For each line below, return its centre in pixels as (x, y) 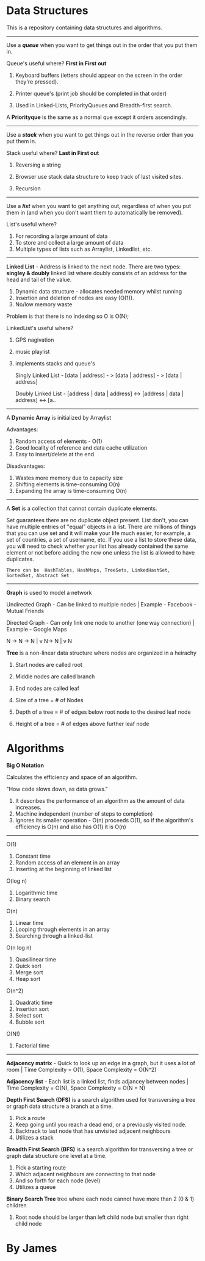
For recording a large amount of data (61, 236)
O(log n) (17, 881)
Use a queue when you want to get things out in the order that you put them (102, 45)
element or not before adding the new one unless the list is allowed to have (101, 552)
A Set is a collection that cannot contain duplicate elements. (82, 508)
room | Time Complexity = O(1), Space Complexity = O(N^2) (81, 1069)
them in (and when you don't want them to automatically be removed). (95, 212)
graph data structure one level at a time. (56, 1155)
